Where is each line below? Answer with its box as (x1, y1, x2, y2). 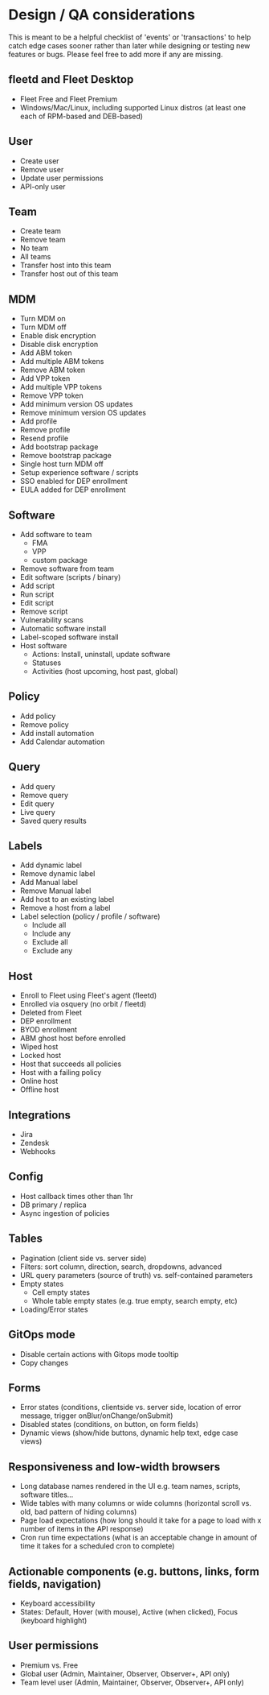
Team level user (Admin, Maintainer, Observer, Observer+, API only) (19, 1677, 245, 1687)
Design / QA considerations (8, 6, 195, 24)
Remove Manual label (19, 886, 92, 895)
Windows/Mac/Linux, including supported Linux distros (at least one (19, 102, 247, 112)
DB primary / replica (19, 1200, 87, 1209)
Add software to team (19, 530, 92, 539)
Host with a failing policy (19, 1068, 102, 1077)
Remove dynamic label (19, 869, 96, 879)
